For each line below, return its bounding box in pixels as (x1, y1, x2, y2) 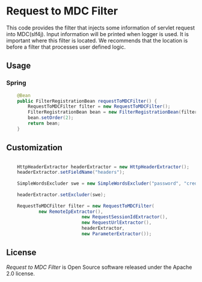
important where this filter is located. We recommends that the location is (6, 37, 188, 44)
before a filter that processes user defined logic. (6, 43, 126, 51)
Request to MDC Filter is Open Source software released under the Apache (6, 263, 192, 271)
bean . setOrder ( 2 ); (28, 115, 74, 121)
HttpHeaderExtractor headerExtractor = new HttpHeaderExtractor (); (17, 164, 189, 170)
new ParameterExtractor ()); (81, 231, 152, 237)
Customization (6, 143, 63, 153)
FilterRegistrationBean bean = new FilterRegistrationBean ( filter (28, 109, 198, 115)
